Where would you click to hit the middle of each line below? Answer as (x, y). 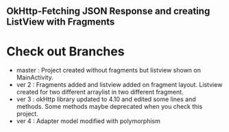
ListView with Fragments (61, 22)
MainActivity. (35, 77)
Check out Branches (65, 51)
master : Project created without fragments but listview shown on (109, 70)
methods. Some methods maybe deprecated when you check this (109, 107)
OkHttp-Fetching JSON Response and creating (108, 11)
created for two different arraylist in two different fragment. (100, 92)
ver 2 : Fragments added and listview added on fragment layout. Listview (119, 85)
